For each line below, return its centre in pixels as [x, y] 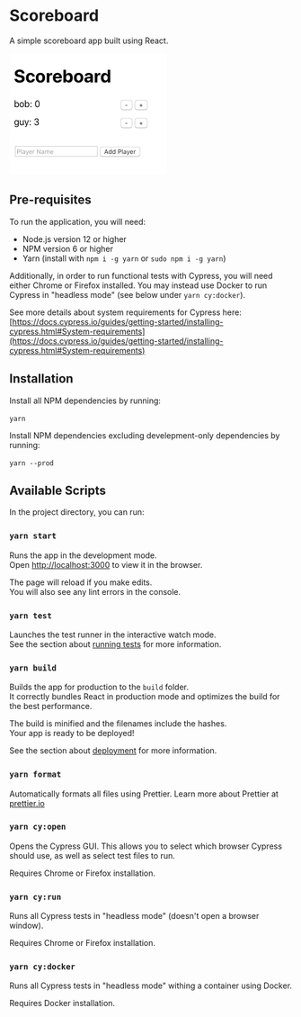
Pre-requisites [50, 200]
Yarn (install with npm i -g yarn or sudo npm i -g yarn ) [124, 258]
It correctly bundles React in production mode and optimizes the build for [145, 697]
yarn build [33, 668]
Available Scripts [58, 490]
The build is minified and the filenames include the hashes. [118, 724]
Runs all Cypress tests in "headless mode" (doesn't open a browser [134, 916]
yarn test [31, 616]
